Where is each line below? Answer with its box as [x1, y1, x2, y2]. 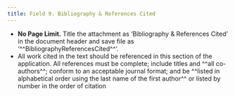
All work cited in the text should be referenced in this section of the [17, 52, 212, 60]
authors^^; [17, 67, 48, 75]
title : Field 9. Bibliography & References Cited [7, 10, 156, 18]
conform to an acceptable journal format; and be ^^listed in [49, 67, 220, 75]
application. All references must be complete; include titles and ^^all [17, 59, 215, 67]
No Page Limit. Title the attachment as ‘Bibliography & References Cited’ [17, 29, 229, 38]
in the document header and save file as [17, 36, 134, 46]
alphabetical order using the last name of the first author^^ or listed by [17, 74, 221, 83]
